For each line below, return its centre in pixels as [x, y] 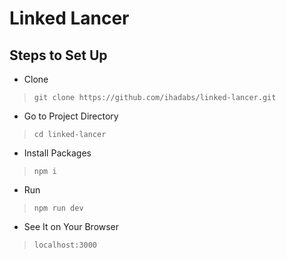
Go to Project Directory [71, 116]
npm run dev [58, 208]
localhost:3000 [65, 245]
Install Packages [57, 153]
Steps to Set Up [58, 55]
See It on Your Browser [71, 226]
